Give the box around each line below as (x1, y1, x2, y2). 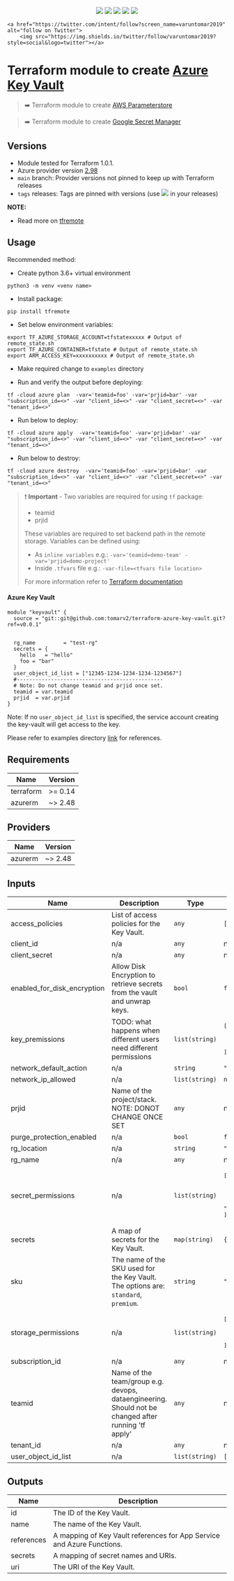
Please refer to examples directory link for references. (7, 733, 162, 742)
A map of (111, 1226, 141, 1236)
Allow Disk (111, 962, 146, 971)
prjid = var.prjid (13, 694, 70, 701)
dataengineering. (111, 1394, 167, 1404)
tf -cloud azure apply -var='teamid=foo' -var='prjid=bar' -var (7, 429, 201, 436)
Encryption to (111, 971, 155, 980)
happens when (111, 1025, 160, 1035)
